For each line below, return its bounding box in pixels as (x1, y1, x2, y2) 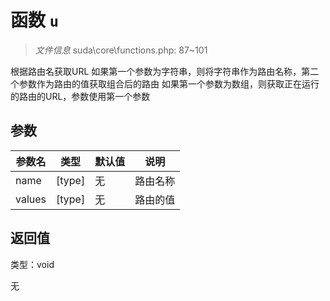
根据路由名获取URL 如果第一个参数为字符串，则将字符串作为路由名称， (10, 65, 302, 77)
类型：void (10, 258, 55, 270)
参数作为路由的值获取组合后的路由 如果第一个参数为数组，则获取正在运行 (18, 77, 320, 90)
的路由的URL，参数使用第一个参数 (10, 90, 151, 102)
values (15, 192, 47, 206)
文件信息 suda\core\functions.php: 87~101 (34, 44, 208, 56)
